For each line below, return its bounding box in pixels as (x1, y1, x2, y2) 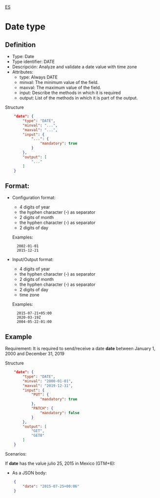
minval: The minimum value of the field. (19, 80, 99, 85)
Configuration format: (12, 195, 56, 200)
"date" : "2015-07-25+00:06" (22, 484, 80, 489)
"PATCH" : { (31, 406, 54, 411)
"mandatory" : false (40, 410, 80, 415)
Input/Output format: (12, 257, 54, 262)
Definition (5, 40, 36, 49)
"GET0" (31, 433, 45, 438)
